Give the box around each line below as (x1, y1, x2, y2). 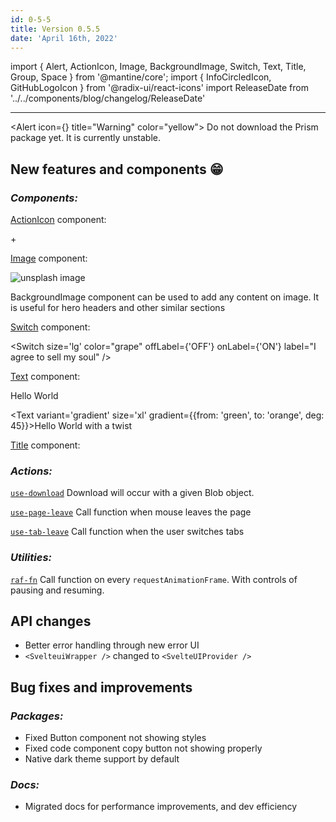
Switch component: (10, 321, 91, 333)
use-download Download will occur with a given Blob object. (10, 487, 255, 499)
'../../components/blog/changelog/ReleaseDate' (10, 92, 206, 105)
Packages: (10, 709, 64, 723)
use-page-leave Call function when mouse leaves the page (10, 506, 252, 518)
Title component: (10, 439, 81, 451)
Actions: (10, 464, 53, 478)
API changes (10, 613, 92, 630)
